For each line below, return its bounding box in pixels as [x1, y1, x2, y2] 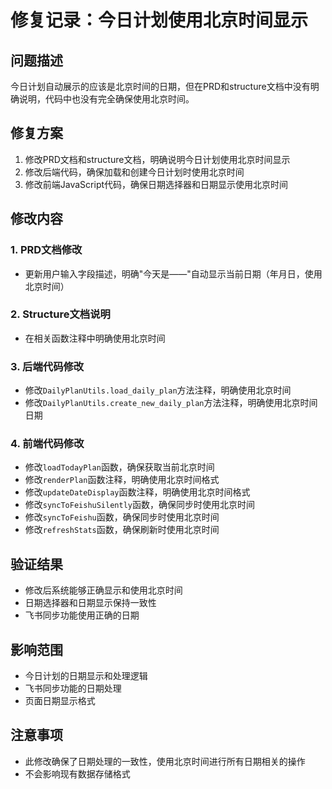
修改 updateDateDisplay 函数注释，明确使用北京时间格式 [24, 486, 251, 498]
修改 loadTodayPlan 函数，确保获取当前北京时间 [24, 461, 215, 473]
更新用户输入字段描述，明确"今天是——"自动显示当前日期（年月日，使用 [24, 267, 323, 280]
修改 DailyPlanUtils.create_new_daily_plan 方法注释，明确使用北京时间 [24, 397, 318, 409]
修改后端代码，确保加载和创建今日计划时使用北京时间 [24, 166, 245, 178]
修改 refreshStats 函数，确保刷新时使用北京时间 [24, 524, 220, 536]
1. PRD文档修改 [10, 243, 83, 257]
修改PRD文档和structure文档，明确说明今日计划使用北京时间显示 [24, 153, 291, 165]
